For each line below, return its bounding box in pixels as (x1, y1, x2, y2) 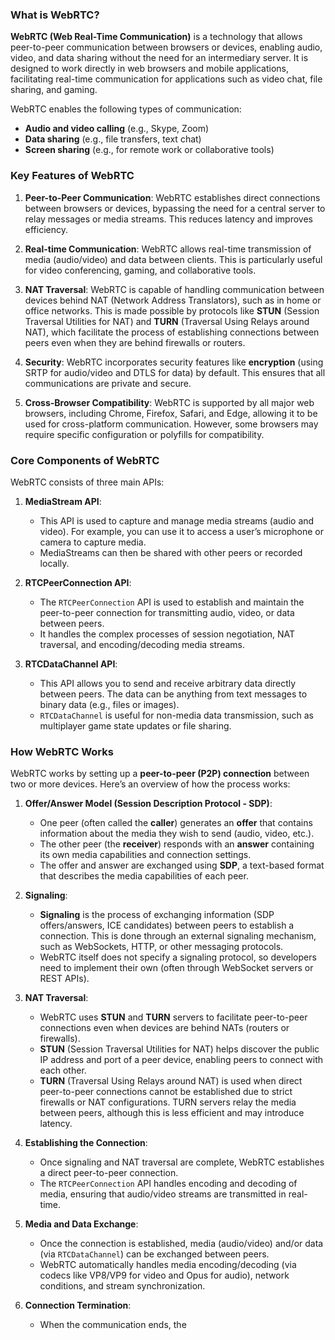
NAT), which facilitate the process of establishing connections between (24, 326, 320, 338)
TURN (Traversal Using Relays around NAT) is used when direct (39, 1075, 303, 1087)
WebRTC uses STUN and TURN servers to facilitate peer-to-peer (39, 1011, 308, 1023)
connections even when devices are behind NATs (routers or (39, 1022, 290, 1034)
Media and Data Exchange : (24, 1218, 139, 1230)
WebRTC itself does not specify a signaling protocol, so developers (39, 951, 317, 963)
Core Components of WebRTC (10, 453, 160, 467)
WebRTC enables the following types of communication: (10, 103, 242, 115)
